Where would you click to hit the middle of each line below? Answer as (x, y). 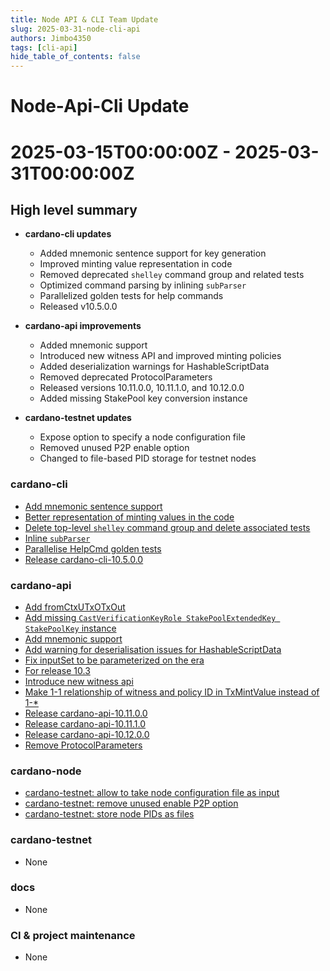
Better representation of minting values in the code (129, 517)
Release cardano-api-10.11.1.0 (85, 723)
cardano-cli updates (68, 234)
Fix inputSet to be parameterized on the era (114, 660)
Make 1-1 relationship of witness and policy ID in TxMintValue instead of (172, 692)
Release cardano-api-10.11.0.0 (86, 713)
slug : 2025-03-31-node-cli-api (75, 29)
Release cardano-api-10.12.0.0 (87, 734)
